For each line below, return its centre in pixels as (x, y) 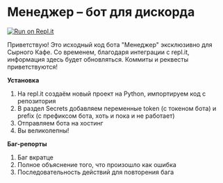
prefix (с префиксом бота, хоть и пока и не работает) (96, 116)
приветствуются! (32, 67)
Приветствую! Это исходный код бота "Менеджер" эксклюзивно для (110, 44)
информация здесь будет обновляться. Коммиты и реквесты (98, 59)
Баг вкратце (35, 157)
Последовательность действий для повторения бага (96, 172)
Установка (23, 80)
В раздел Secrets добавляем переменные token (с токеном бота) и (117, 108)
